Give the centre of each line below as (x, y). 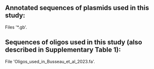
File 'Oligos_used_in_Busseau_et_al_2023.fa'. (50, 61)
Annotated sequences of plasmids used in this (77, 8)
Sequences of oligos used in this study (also (74, 42)
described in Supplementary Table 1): (63, 50)
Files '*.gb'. (16, 27)
